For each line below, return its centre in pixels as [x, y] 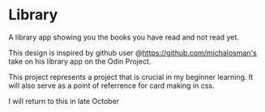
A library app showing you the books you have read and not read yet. [124, 37]
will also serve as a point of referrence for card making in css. [111, 85]
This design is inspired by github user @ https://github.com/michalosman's [132, 52]
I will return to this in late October [64, 101]
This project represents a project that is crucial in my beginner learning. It [131, 77]
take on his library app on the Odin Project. [80, 61]
